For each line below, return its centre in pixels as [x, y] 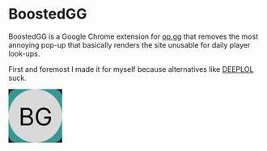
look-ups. [24, 53]
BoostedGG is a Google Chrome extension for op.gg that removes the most [133, 36]
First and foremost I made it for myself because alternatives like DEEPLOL [131, 69]
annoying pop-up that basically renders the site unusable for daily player [129, 44]
